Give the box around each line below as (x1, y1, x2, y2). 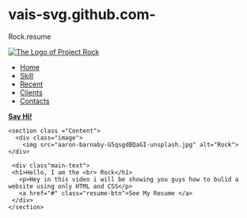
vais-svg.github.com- (8, 6, 156, 24)
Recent (19, 79, 44, 89)
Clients (19, 87, 44, 97)
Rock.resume (8, 32, 51, 41)
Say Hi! (8, 111, 32, 120)
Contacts (19, 96, 50, 105)
